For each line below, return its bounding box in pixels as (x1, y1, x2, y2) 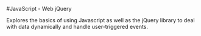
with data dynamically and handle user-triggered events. (6, 23, 148, 30)
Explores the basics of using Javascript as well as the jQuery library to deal (6, 17, 195, 23)
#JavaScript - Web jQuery (6, 5, 72, 12)
